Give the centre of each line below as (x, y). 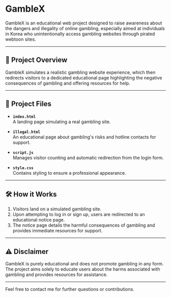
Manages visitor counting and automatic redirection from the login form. (88, 157)
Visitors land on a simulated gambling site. (57, 209)
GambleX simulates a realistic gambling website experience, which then (80, 72)
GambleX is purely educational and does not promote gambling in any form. (84, 264)
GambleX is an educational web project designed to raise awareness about (84, 23)
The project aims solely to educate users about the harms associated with (83, 269)
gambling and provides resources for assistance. (56, 275)
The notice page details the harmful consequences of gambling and (84, 225)
